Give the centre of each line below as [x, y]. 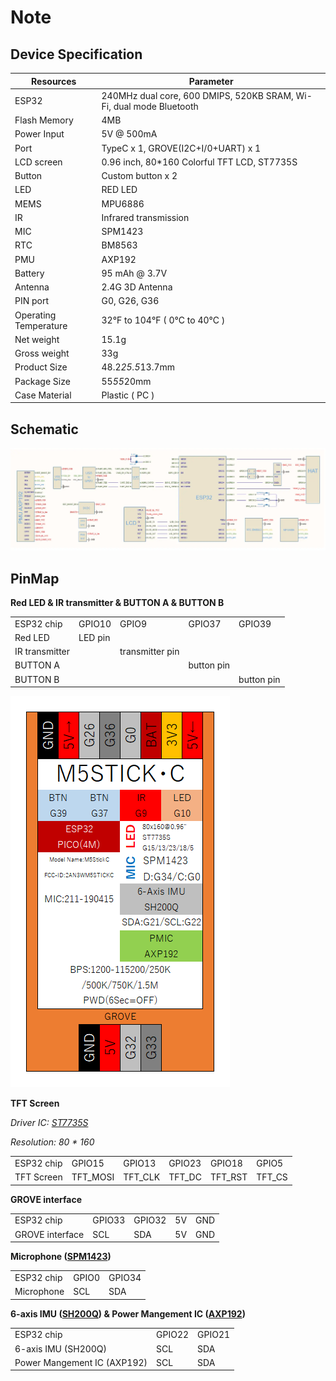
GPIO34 [125, 1277]
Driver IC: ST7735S [49, 1123]
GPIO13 [140, 1163]
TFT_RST [228, 1177]
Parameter [211, 81]
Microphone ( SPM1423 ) [61, 1257]
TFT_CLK [142, 1177]
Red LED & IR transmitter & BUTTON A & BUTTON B [117, 602]
